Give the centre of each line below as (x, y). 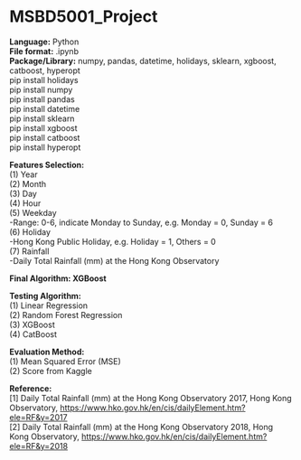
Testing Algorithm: (45, 296)
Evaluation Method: (47, 352)
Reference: (31, 388)
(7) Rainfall (29, 251)
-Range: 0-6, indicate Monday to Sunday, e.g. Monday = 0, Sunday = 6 (141, 222)
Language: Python (44, 42)
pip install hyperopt (45, 147)
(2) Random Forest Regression (66, 314)
